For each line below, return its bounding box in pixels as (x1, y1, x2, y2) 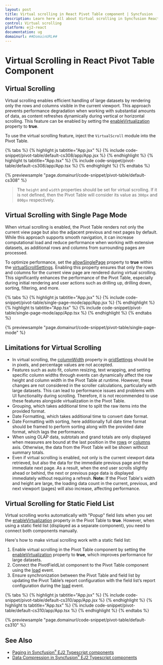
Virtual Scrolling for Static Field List (5, 499, 114, 508)
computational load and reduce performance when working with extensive (5, 239, 154, 245)
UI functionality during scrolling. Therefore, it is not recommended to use (12, 393, 158, 399)
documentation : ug (5, 30, 42, 34)
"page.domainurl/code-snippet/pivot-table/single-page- (43, 324, 156, 330)
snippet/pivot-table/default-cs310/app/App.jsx (5, 598, 98, 603)
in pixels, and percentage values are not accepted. (12, 362, 114, 367)
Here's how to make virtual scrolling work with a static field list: (5, 537, 131, 543)
